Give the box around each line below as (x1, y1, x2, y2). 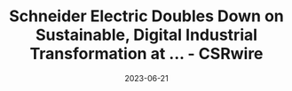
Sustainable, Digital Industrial (36, 25, 257, 45)
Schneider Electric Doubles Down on (9, 6, 284, 27)
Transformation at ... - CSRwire (29, 44, 264, 64)
